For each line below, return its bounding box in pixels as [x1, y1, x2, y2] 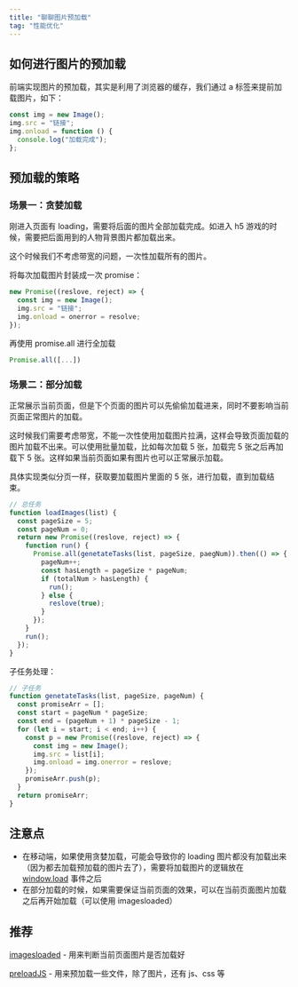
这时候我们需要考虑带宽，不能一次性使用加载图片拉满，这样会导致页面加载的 [9, 430, 289, 441]
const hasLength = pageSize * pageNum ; [41, 566, 189, 575]
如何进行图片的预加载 [9, 56, 126, 71]
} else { [41, 591, 74, 600]
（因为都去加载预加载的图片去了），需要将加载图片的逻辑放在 [21, 863, 244, 873]
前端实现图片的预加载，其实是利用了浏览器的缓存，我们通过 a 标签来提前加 [9, 82, 282, 92]
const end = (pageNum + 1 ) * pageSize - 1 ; [17, 717, 180, 726]
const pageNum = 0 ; [17, 525, 90, 534]
